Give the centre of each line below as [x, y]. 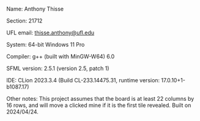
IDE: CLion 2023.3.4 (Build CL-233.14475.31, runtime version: [83, 80]
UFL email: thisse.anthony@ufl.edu [50, 33]
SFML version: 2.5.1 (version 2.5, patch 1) [58, 68]
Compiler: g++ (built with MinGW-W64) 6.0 [61, 57]
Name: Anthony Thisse [35, 9]
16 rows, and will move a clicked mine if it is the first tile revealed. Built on [99, 105]
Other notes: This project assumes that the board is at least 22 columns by [100, 99]
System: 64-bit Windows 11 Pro [46, 45]
